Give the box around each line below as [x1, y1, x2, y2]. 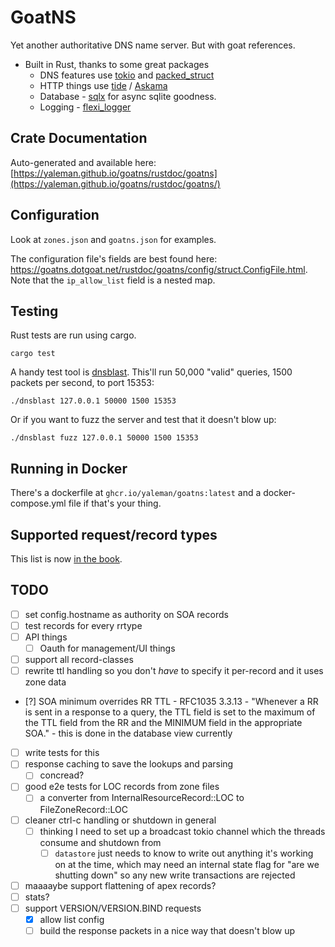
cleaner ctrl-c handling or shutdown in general [24, 814, 217, 826]
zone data [24, 676, 67, 688]
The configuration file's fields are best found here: [10, 252, 218, 265]
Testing [10, 302, 59, 320]
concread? [39, 769, 85, 781]
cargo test [10, 349, 56, 359]
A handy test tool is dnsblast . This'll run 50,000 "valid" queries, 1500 [10, 366, 293, 378]
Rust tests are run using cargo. [10, 329, 137, 341]
